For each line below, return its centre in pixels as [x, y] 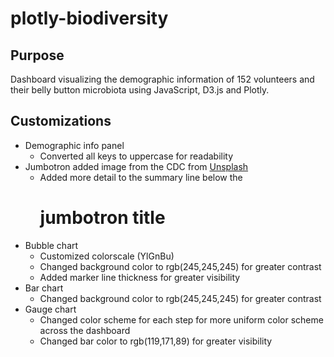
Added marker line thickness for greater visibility [140, 277]
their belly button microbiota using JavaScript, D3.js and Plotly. [140, 90]
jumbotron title [102, 218]
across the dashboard [85, 330]
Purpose [37, 55]
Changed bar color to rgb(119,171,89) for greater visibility [156, 341]
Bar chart [44, 288]
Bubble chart [51, 245]
